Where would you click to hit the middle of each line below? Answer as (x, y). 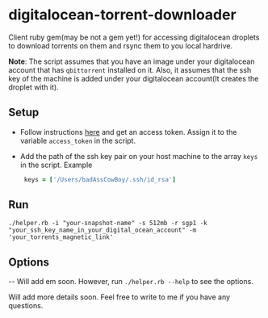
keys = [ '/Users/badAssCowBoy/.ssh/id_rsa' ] (100, 179)
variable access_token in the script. (77, 140)
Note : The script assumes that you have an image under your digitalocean (132, 61)
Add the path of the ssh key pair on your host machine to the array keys (139, 156)
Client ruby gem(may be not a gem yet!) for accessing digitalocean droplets (134, 37)
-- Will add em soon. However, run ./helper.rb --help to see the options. (131, 282)
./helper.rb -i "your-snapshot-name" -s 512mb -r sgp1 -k (108, 224)
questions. (26, 306)
